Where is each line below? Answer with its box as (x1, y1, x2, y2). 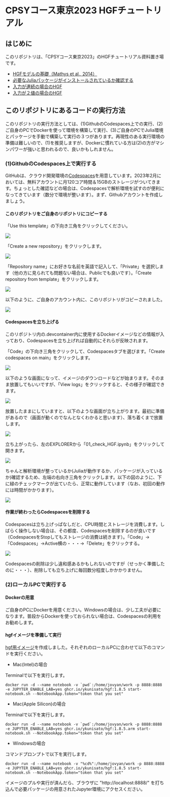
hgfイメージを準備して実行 (5, 632, 62, 638)
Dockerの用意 (5, 595, 35, 601)
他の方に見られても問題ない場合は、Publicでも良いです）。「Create (14, 270, 152, 276)
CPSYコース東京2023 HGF (5, 5, 118, 16)
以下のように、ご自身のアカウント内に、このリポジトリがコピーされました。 (5, 297, 165, 303)
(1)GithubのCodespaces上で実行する (5, 160, 97, 167)
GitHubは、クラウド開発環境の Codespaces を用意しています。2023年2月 (5, 172, 157, 179)
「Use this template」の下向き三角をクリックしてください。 (5, 223, 130, 229)
